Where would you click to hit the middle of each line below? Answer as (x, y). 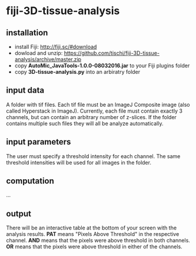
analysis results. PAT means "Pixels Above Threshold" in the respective (93, 234)
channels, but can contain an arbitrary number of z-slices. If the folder (91, 117)
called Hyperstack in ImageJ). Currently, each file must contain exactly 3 (94, 111)
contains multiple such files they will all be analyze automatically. (85, 123)
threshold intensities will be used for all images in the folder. (79, 162)
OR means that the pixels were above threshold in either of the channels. (94, 247)
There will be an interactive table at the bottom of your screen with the (92, 228)
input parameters (39, 142)
